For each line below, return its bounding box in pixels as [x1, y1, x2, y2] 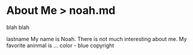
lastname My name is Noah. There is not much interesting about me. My [6, 35, 188, 42]
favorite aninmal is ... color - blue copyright [6, 42, 114, 49]
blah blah [6, 24, 30, 31]
